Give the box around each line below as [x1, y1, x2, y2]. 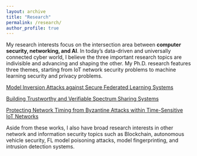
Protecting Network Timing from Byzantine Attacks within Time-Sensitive [6, 107, 183, 114]
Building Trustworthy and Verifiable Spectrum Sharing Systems [6, 95, 159, 102]
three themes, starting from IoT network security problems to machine [6, 66, 176, 74]
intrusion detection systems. [6, 143, 75, 150]
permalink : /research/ [6, 19, 62, 25]
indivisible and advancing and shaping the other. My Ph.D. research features [6, 60, 191, 67]
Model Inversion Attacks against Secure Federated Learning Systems [6, 84, 173, 91]
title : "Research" [6, 14, 51, 20]
